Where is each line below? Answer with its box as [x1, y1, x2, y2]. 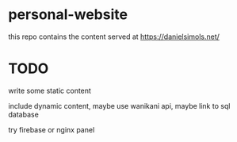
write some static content [8, 86, 91, 95]
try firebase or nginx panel [8, 125, 95, 134]
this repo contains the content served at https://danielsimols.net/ [8, 32, 220, 41]
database [8, 109, 40, 119]
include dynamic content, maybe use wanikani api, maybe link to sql [8, 101, 231, 110]
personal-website [8, 6, 128, 24]
